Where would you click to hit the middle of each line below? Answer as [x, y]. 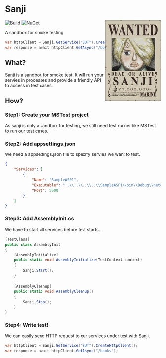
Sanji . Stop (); [37, 302]
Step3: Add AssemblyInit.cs [40, 219]
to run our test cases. [27, 131]
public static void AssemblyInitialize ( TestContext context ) [78, 260]
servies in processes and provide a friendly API [53, 80]
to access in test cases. [29, 85]
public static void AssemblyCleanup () [54, 291]
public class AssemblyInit [33, 244]
